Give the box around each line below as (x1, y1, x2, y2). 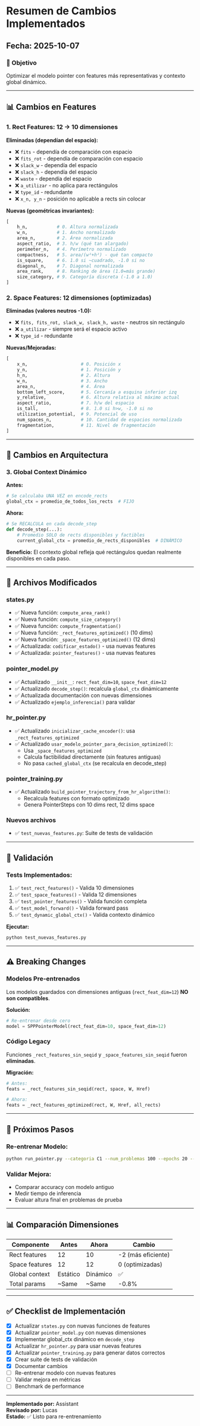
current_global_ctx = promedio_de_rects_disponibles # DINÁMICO (17, 537, 183, 544)
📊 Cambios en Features (6, 102, 96, 112)
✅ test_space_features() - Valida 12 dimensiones (14, 891, 137, 898)
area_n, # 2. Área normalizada (17, 235, 113, 241)
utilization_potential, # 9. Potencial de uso (17, 411, 137, 417)
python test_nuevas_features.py (6, 935, 86, 941)
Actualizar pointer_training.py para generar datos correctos (14, 1349, 165, 1356)
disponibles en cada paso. (6, 555, 71, 562)
